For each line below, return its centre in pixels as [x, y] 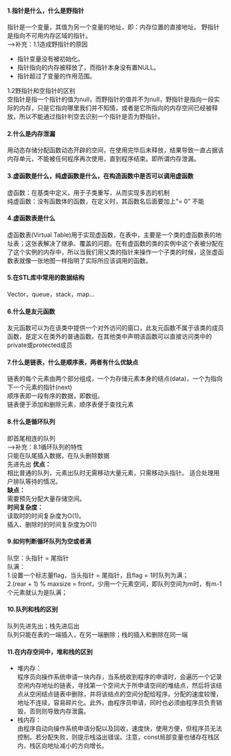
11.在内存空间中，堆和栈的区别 [50, 651]
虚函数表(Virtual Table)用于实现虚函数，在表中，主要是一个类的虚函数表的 [111, 235]
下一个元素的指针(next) [40, 387]
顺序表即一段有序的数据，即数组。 [55, 396]
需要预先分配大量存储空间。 [46, 498]
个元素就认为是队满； [37, 592]
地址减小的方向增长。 [77, 746]
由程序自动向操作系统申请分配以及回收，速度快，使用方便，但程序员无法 [119, 728]
